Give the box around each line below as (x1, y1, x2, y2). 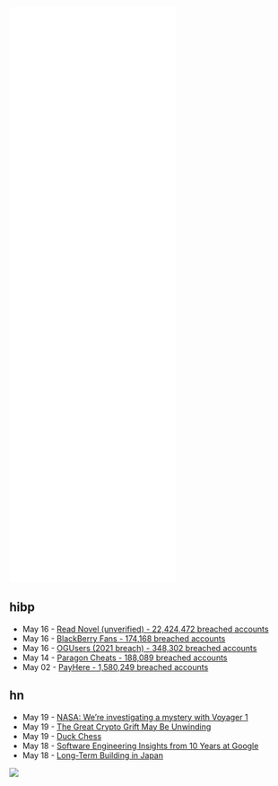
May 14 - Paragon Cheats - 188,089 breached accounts (22, 652, 228, 663)
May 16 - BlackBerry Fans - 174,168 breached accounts (22, 632, 226, 644)
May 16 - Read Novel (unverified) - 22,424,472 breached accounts (22, 623, 269, 634)
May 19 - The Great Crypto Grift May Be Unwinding (22, 721, 212, 732)
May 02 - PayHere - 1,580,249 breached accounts (22, 661, 209, 672)
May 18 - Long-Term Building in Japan (22, 749, 164, 761)
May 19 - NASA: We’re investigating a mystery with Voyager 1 (22, 711, 248, 722)
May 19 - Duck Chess (22, 730, 102, 741)
